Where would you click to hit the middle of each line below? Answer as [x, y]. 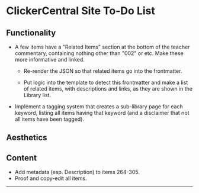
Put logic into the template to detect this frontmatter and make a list [106, 82]
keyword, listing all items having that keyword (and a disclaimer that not [102, 113]
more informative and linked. [49, 59]
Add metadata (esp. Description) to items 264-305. [77, 172]
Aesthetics [27, 138]
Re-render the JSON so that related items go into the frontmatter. [103, 71]
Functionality [31, 33]
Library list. [37, 95]
